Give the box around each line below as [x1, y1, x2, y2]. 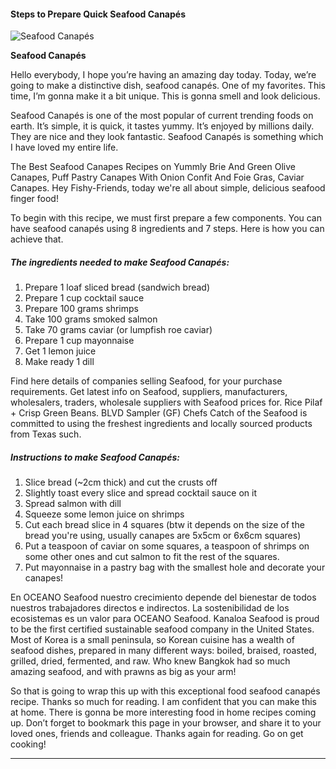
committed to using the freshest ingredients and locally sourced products [10, 418, 313, 430]
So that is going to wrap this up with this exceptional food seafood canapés [10, 685, 321, 697]
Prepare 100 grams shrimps [24, 303, 139, 315]
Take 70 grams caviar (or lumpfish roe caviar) [24, 324, 213, 336]
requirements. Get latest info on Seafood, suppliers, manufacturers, [10, 386, 288, 398]
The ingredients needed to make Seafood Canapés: [10, 256, 230, 268]
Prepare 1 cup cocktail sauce [24, 292, 145, 304]
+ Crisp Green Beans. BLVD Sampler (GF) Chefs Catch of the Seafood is [10, 407, 308, 419]
